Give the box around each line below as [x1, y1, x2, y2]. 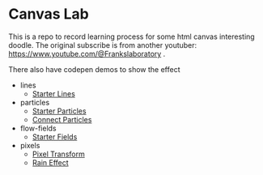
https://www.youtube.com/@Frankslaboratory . [8, 49, 166, 58]
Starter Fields [32, 131, 78, 142]
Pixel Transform [32, 149, 85, 159]
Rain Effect [32, 157, 69, 167]
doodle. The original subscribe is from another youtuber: [8, 40, 197, 49]
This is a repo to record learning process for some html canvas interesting [8, 32, 255, 41]
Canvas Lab [8, 5, 89, 23]
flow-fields [19, 123, 57, 133]
